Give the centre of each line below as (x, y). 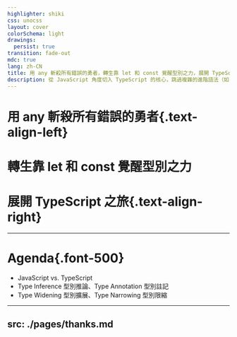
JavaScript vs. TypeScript (55, 278)
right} (25, 217)
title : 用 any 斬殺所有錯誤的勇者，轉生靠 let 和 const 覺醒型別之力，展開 (108, 73)
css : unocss (25, 20)
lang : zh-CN (25, 66)
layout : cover (28, 27)
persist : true (34, 47)
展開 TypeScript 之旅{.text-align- (105, 201)
